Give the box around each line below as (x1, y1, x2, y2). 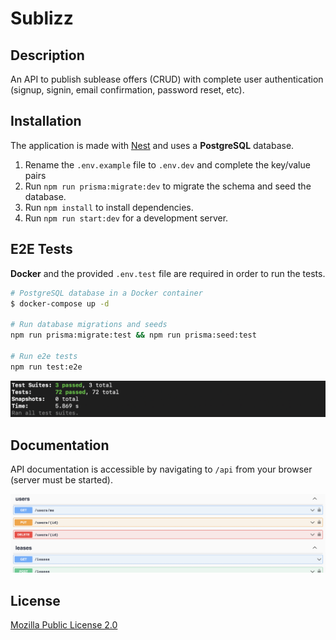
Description (10, 47, 85, 64)
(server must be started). (10, 474, 113, 486)
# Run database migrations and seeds (10, 320, 168, 330)
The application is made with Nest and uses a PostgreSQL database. (10, 139, 295, 151)
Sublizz (10, 7, 74, 30)
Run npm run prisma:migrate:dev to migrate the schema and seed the (24, 180, 312, 192)
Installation (10, 113, 82, 130)
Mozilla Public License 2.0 (10, 619, 118, 631)
